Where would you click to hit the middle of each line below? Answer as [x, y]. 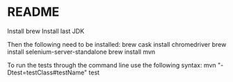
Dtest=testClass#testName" [47, 72]
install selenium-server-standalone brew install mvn [81, 52]
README [33, 12]
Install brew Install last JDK [46, 31]
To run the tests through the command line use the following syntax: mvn [112, 65]
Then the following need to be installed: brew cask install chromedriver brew [117, 44]
